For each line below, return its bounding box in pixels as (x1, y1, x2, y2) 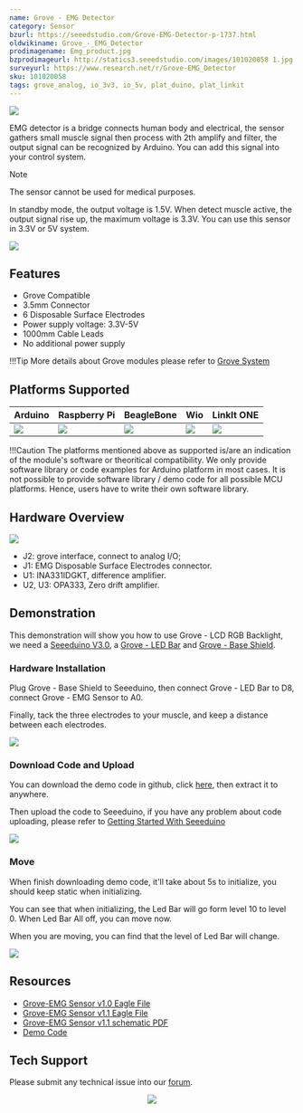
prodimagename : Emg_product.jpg (9, 47, 131, 56)
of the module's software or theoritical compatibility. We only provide (9, 454, 267, 466)
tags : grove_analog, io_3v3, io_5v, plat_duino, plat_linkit (9, 81, 245, 90)
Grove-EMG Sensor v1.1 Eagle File (22, 1007, 149, 1018)
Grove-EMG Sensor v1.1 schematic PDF (22, 1017, 169, 1028)
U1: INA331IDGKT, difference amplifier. (22, 570, 166, 581)
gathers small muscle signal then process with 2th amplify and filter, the (9, 132, 278, 143)
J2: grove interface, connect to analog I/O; (22, 551, 181, 562)
